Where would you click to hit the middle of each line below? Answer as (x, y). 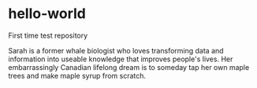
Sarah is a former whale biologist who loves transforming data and (116, 50)
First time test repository (48, 35)
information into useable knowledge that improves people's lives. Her (121, 59)
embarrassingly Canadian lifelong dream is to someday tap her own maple (129, 67)
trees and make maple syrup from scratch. (77, 75)
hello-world (47, 14)
